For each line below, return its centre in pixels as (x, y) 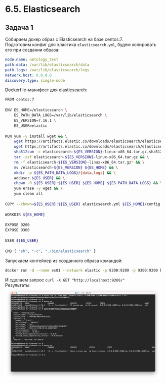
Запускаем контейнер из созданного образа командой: (64, 261)
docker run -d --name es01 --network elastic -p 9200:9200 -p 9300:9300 (82, 270)
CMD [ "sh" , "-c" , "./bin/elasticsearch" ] (51, 251)
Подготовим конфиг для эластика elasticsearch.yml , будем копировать (81, 45)
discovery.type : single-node (35, 80)
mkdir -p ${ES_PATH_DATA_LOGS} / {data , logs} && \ (65, 173)
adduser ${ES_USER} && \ (40, 178)
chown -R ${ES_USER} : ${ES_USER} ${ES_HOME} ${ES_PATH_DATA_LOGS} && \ (88, 183)
